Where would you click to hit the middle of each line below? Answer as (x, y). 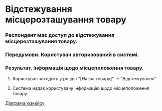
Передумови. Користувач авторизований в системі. (72, 55)
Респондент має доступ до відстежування (60, 35)
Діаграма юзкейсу (25, 103)
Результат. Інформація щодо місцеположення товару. (75, 68)
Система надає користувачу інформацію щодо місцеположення (81, 88)
